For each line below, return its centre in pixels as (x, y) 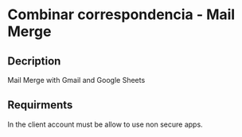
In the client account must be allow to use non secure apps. (105, 124)
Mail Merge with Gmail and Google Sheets (76, 80)
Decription (34, 61)
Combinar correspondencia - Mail (121, 15)
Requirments (40, 105)
